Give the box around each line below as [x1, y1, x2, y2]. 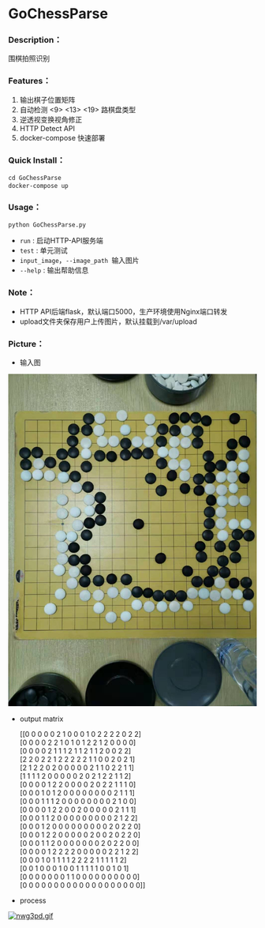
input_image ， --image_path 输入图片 [19, 256, 140, 265]
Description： [8, 35, 62, 46]
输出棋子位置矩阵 [19, 95, 76, 104]
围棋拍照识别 [8, 54, 50, 63]
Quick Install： [8, 155, 65, 166]
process [19, 896, 47, 905]
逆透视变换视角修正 [19, 115, 83, 124]
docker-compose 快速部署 [19, 133, 106, 142]
